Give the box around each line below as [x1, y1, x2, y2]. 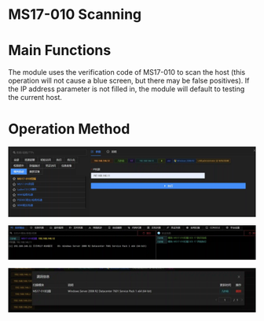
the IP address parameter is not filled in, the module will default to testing [8, 84, 245, 94]
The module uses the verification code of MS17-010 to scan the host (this [8, 68, 246, 77]
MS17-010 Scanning [8, 6, 142, 24]
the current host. [8, 93, 63, 102]
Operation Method [8, 120, 130, 138]
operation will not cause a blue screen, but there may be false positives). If [8, 76, 250, 86]
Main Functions [8, 42, 112, 60]
